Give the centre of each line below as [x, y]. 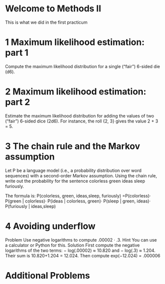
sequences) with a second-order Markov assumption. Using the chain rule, [81, 175]
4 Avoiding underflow [50, 226]
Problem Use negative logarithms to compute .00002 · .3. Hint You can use [81, 240]
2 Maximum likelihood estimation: [76, 92]
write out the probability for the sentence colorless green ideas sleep [75, 181]
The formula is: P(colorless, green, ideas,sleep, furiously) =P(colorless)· [78, 196]
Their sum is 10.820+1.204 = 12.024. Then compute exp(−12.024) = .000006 [83, 255]
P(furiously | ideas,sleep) [31, 206]
